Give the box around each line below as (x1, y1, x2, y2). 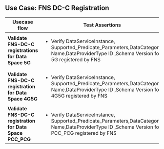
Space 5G (7, 59, 31, 66)
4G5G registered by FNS (51, 92, 107, 99)
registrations (7, 47, 38, 53)
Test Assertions (83, 22, 121, 28)
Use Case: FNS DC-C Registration (5, 4, 109, 12)
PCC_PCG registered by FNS (51, 129, 117, 136)
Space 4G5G (7, 95, 38, 102)
